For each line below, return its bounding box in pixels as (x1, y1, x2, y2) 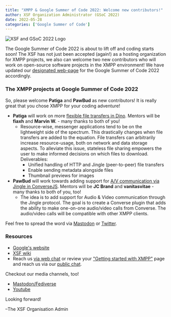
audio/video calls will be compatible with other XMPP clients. (20, 210, 149, 216)
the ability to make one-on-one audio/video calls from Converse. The (20, 205, 166, 211)
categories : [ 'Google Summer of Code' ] (5, 21, 90, 27)
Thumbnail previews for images (28, 172, 94, 178)
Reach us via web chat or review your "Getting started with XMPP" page (12, 255, 165, 261)
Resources (5, 233, 33, 240)
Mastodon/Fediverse (12, 281, 57, 287)
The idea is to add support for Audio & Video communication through (20, 194, 166, 200)
